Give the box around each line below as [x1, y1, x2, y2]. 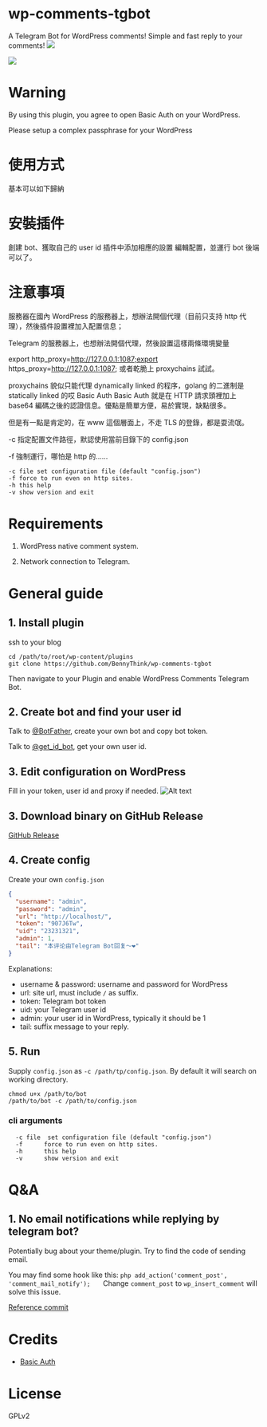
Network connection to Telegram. [19, 556, 131, 566]
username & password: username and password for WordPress [19, 979, 229, 989]
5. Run [8, 1045, 41, 1058]
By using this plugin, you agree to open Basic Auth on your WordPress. [8, 109, 241, 120]
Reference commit [8, 1302, 69, 1312]
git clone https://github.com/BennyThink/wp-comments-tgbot [8, 660, 213, 668]
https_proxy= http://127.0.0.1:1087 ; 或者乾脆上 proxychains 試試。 [8, 364, 219, 373]
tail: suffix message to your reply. [19, 1022, 130, 1031]
